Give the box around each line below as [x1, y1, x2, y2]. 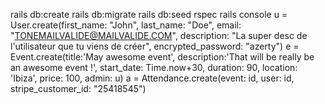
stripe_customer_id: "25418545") [10, 83, 147, 94]
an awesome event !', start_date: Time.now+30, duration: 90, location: [10, 62, 298, 73]
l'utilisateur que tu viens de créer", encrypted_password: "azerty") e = [10, 40, 300, 52]
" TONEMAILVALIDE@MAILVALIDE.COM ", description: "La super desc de [10, 30, 308, 41]
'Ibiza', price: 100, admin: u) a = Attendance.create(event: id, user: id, [10, 72, 295, 84]
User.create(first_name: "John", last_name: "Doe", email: [10, 19, 242, 31]
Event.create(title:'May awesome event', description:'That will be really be [10, 51, 315, 63]
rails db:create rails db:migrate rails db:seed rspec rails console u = [10, 9, 288, 20]
